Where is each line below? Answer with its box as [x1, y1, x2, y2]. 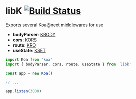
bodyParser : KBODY [12, 31, 56, 37]
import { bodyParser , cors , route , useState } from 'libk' [5, 62, 132, 67]
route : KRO [12, 42, 36, 48]
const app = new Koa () [5, 71, 53, 76]
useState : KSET [12, 47, 46, 53]
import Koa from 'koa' [5, 57, 53, 62]
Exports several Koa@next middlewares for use [5, 22, 104, 28]
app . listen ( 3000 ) [5, 89, 42, 94]
